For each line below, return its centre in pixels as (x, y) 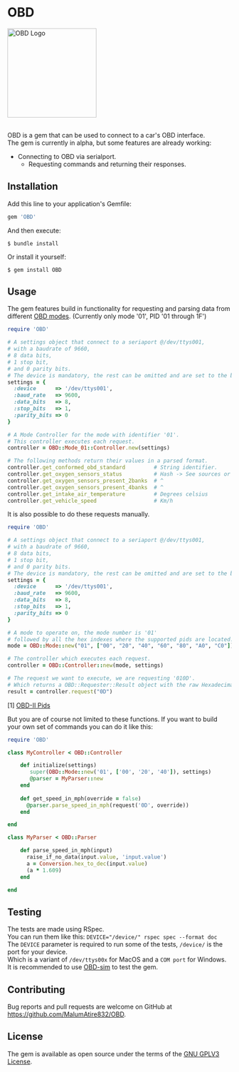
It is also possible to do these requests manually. (79, 514)
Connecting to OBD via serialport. (67, 156)
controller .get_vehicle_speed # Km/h (90, 501)
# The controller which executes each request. (79, 659)
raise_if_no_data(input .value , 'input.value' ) (96, 857)
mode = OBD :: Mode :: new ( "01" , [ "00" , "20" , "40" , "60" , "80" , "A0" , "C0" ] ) (121, 646)
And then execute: (34, 230)
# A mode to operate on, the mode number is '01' (83, 633)
